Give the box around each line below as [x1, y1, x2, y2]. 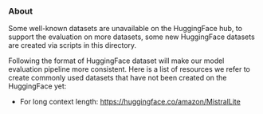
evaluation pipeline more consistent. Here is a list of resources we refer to [8, 65, 251, 74]
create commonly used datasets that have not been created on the [8, 73, 227, 83]
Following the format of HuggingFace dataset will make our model [8, 56, 225, 65]
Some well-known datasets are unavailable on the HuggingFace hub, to [8, 24, 243, 33]
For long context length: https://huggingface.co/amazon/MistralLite [19, 97, 241, 107]
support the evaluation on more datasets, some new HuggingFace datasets [8, 32, 255, 41]
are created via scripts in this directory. [8, 41, 137, 50]
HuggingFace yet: [8, 81, 67, 91]
